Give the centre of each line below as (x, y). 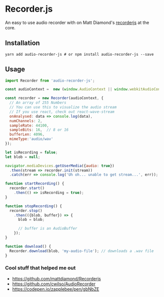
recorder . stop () (26, 211)
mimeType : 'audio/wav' (31, 139)
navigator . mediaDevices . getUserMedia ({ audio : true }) (60, 166)
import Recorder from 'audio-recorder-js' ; (50, 81)
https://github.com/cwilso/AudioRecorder (54, 284)
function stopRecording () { (34, 206)
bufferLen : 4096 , (27, 135)
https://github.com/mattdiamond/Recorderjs (56, 278)
